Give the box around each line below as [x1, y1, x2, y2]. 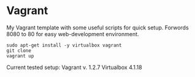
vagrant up [6, 53, 34, 59]
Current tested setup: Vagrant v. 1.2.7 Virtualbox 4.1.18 [6, 64, 142, 71]
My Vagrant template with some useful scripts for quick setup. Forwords [6, 24, 189, 31]
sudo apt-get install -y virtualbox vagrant [6, 42, 122, 48]
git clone [6, 47, 32, 54]
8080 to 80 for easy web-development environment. [6, 30, 139, 37]
